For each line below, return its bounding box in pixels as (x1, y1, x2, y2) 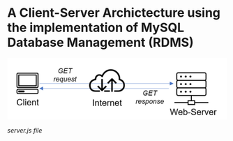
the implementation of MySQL (7, 20, 185, 36)
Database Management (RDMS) (7, 35, 194, 50)
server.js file (7, 126, 43, 135)
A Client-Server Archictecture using (7, 5, 221, 21)
